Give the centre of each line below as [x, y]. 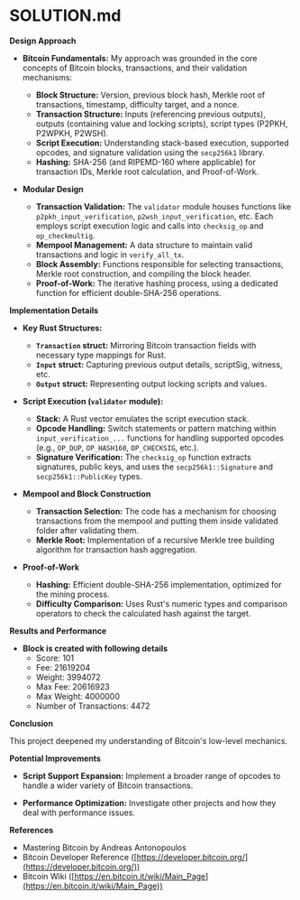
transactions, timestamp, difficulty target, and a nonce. [138, 104]
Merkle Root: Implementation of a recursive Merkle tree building [155, 540]
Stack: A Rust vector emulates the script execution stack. [142, 418]
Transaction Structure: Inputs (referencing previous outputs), [150, 114]
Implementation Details [54, 310]
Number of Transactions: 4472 [93, 706]
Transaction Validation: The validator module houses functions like [164, 206]
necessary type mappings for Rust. [101, 355]
